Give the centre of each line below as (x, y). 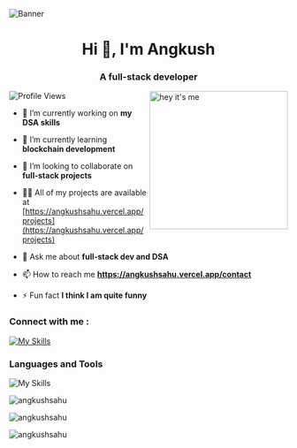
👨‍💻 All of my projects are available (84, 193)
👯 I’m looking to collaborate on (77, 166)
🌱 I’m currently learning (65, 140)
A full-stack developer (148, 77)
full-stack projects (57, 176)
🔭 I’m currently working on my (77, 113)
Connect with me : (49, 322)
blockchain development (69, 149)
